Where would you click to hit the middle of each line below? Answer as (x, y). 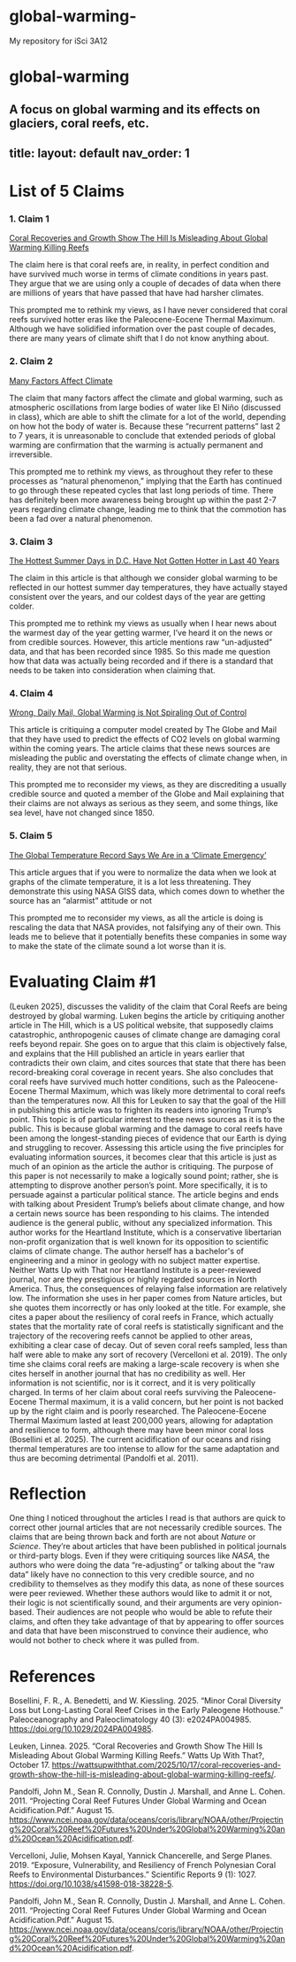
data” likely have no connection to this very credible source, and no (132, 1575)
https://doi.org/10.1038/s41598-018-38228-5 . (91, 1884)
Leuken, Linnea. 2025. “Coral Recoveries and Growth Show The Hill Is (136, 1746)
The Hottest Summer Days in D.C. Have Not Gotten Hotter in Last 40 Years (144, 561)
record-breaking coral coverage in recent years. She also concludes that (141, 1072)
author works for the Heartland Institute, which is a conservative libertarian (145, 1232)
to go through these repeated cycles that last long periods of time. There (141, 490)
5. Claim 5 (31, 836)
